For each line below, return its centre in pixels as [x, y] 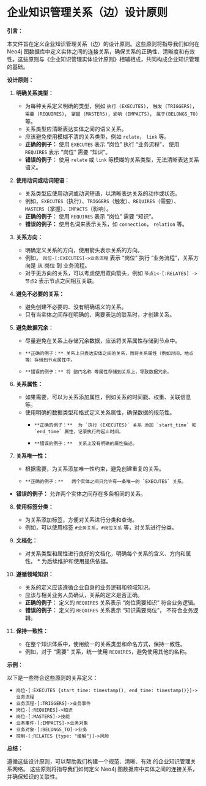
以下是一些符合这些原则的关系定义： [53, 677]
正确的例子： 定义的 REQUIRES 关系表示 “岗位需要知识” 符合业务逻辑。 [112, 603]
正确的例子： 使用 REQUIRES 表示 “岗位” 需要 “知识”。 [91, 216]
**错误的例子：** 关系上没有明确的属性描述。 [86, 443]
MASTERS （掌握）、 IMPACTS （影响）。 [68, 209]
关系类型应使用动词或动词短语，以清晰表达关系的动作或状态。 [103, 193]
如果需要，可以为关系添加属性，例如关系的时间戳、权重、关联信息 [108, 397]
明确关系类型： [35, 93]
